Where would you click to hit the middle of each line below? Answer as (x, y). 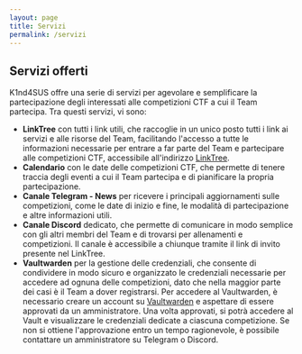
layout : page (34, 18)
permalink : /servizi (48, 34)
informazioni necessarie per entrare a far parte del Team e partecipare (153, 149)
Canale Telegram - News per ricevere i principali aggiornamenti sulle (151, 196)
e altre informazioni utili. (67, 215)
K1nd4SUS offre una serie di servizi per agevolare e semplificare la (133, 93)
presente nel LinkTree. (64, 254)
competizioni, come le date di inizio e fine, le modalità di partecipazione (156, 206)
